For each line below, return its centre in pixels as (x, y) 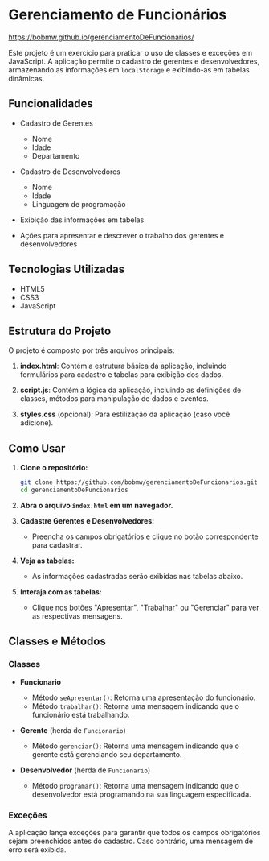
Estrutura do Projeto (60, 331)
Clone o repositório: (54, 468)
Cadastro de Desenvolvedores (70, 172)
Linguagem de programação (79, 204)
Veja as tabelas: (47, 561)
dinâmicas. (26, 78)
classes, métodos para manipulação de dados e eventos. (114, 399)
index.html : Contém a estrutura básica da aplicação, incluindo (123, 366)
